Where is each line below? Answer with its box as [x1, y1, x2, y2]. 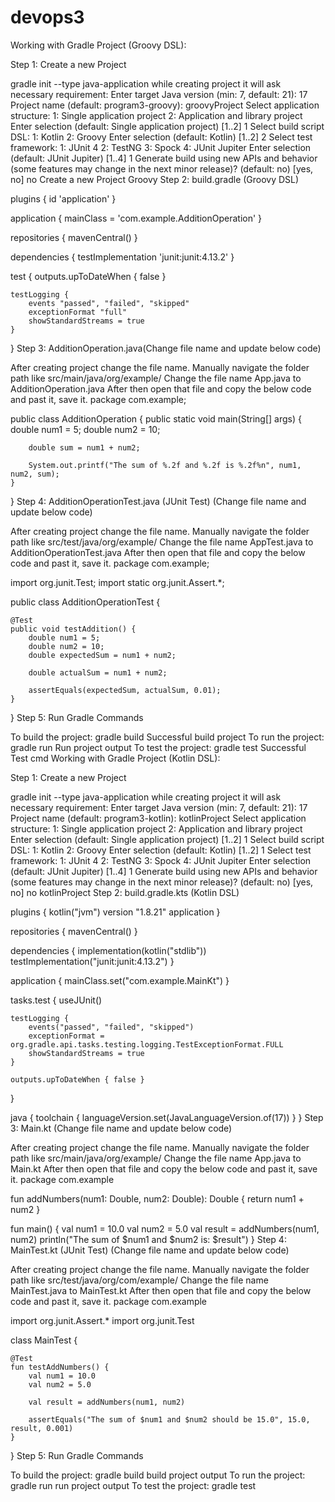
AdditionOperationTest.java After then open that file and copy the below [10, 546, 306, 558]
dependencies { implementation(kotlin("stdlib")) [10, 944, 207, 956]
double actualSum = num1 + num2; [28, 667, 168, 678]
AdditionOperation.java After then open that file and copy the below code [10, 382, 312, 395]
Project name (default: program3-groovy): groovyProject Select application [10, 99, 320, 111]
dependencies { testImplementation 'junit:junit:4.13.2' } [10, 251, 235, 263]
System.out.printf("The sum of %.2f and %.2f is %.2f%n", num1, [28, 460, 302, 470]
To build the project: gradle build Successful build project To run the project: [10, 731, 325, 743]
